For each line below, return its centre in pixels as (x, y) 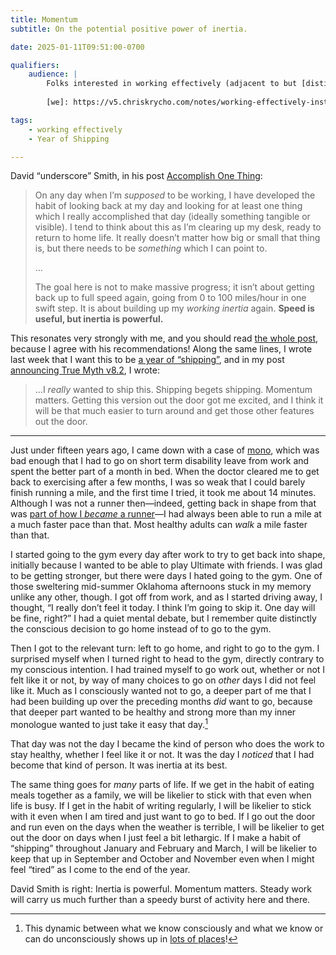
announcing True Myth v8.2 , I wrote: (85, 370)
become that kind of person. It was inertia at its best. (119, 765)
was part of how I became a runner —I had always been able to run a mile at (166, 514)
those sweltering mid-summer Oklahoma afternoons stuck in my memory (161, 587)
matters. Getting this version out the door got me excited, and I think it (179, 400)
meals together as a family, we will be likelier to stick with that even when (161, 795)
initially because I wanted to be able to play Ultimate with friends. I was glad (166, 565)
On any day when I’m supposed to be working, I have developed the (175, 195)
